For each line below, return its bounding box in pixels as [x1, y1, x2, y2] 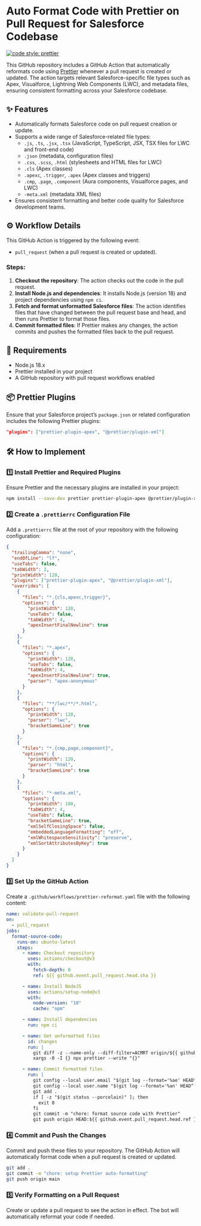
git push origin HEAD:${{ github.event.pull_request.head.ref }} [32, 1117, 199, 1123]
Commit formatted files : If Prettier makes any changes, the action [14, 322, 178, 329]
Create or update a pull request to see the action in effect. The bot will [6, 1207, 179, 1214]
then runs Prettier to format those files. [14, 315, 111, 322]
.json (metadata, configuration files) [23, 152, 114, 159]
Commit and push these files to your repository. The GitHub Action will [6, 1147, 180, 1154]
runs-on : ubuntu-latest [17, 939, 77, 945]
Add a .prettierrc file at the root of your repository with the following [6, 526, 178, 533]
